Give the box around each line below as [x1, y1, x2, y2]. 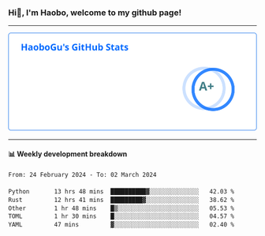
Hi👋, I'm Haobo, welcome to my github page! [8, 7, 182, 18]
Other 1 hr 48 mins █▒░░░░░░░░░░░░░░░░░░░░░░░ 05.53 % [8, 204, 235, 212]
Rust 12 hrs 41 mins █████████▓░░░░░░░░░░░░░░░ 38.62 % [8, 196, 235, 204]
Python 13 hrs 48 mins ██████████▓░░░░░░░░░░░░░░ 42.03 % [8, 187, 235, 196]
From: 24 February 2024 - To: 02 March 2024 [8, 171, 157, 179]
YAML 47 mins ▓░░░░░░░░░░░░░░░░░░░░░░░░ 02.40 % [8, 221, 235, 229]
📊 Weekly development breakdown [8, 149, 128, 159]
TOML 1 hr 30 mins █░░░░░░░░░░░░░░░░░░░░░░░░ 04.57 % [8, 212, 235, 220]
